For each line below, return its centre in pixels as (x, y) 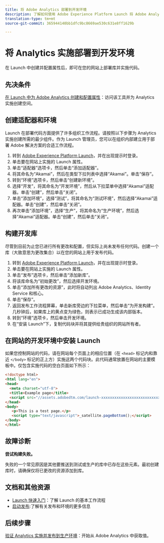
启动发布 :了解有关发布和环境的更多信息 (51, 506)
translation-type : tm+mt (30, 19)
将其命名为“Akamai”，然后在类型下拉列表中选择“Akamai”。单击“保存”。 (84, 174)
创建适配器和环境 (31, 120)
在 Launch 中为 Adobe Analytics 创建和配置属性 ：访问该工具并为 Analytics (80, 97)
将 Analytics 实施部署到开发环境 (70, 53)
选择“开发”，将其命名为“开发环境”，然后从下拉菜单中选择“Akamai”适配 (83, 186)
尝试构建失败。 (20, 454)
